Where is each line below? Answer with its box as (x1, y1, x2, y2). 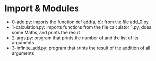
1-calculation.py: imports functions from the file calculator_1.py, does (11, 24, 152, 30)
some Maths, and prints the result (11, 29, 80, 35)
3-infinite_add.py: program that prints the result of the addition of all (11, 45, 151, 51)
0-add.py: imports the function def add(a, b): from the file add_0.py (11, 19, 149, 25)
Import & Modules (4, 3, 79, 14)
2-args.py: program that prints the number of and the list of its (11, 35, 139, 41)
